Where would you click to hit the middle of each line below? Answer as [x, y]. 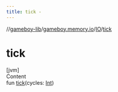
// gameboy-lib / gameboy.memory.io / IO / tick [59, 29]
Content [16, 76]
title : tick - [24, 12]
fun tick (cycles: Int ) [30, 82]
